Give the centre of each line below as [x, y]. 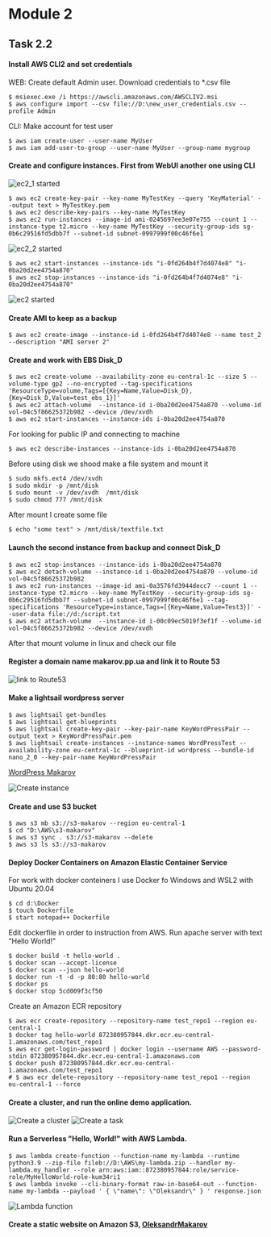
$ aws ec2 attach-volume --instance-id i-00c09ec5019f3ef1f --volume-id [135, 621]
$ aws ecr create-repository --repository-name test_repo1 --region [126, 1021]
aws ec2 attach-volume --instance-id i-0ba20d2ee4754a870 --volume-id [139, 405]
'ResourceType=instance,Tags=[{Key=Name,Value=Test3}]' [158, 607]
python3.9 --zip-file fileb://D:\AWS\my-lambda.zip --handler [115, 1163]
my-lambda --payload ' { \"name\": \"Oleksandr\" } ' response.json [144, 1191]
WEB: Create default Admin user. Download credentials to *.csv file [119, 82]
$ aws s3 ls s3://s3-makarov [57, 845]
